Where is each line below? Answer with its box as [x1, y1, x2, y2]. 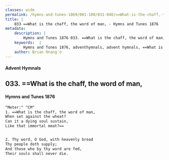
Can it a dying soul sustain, [5, 119, 69, 124]
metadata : [5, 26, 26, 31]
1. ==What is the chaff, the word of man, [5, 109, 96, 115]
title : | [5, 17, 24, 22]
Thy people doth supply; [5, 141, 57, 146]
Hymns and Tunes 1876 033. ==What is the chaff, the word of [23, 36, 154, 41]
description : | [14, 31, 46, 36]
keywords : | [14, 40, 42, 45]
